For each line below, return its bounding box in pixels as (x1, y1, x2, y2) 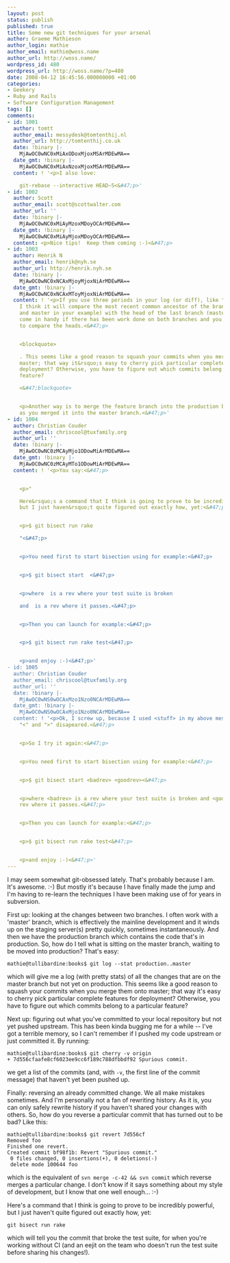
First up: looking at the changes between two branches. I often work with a (7, 910, 218, 918)
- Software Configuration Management (7, 100, 115, 106)
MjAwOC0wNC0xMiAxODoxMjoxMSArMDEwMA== (19, 150, 130, 158)
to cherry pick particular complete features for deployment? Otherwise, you (7, 994, 220, 1002)
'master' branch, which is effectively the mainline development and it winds (7, 918, 220, 926)
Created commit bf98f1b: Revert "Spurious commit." (7, 1149, 157, 1156)
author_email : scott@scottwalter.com (13, 201, 121, 208)
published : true (7, 23, 53, 30)
